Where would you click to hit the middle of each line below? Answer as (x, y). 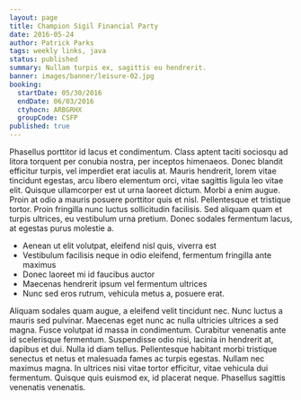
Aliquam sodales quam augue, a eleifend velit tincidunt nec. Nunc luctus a (146, 311)
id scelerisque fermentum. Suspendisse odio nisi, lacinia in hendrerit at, (142, 339)
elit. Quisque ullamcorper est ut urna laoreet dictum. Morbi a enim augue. (145, 190)
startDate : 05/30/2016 (60, 93)
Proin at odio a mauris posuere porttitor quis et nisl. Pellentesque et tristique (150, 200)
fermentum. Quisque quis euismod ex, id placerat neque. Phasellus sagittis (147, 378)
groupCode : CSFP (48, 118)
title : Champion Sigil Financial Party (84, 26)
